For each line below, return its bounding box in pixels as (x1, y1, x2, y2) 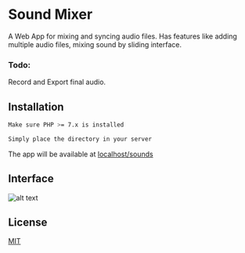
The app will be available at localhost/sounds (8, 149, 154, 159)
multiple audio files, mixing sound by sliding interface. (8, 39, 182, 49)
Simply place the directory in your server (8, 135, 153, 143)
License (8, 216, 48, 229)
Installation (8, 100, 64, 113)
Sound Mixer (8, 5, 93, 24)
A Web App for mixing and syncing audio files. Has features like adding (8, 31, 237, 41)
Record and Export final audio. (8, 77, 106, 87)
